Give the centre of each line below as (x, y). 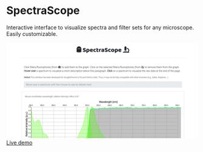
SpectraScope (43, 11)
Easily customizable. (32, 33)
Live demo (19, 142)
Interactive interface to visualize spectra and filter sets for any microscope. (100, 27)
